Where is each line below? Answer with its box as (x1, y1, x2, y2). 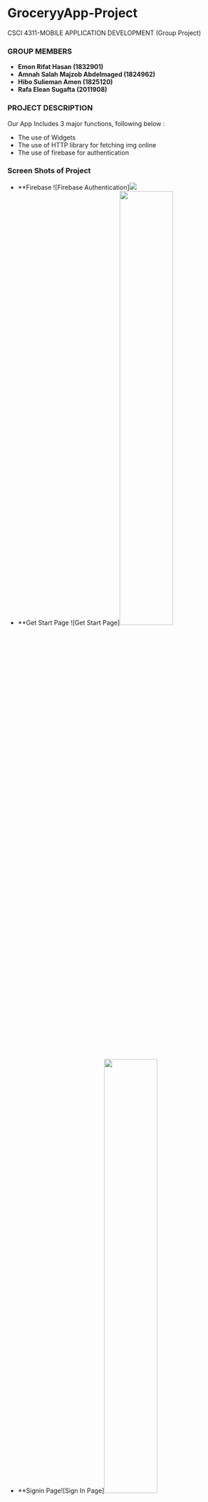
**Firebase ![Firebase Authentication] (17, 183, 130, 192)
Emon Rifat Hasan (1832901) (17, 63, 104, 71)
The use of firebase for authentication (17, 148, 130, 157)
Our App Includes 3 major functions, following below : (7, 119, 165, 127)
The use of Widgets (17, 133, 76, 142)
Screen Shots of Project (7, 166, 91, 176)
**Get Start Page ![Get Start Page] (17, 618, 120, 627)
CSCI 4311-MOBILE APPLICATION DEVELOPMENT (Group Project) (7, 28, 202, 37)
